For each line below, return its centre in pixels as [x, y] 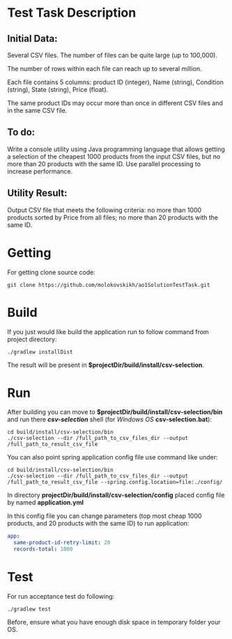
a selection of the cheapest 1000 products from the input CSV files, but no [114, 156]
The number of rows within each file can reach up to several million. [105, 69]
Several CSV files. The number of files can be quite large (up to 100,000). [113, 55]
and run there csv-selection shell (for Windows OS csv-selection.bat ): [110, 420]
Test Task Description [72, 13]
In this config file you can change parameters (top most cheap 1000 [105, 516]
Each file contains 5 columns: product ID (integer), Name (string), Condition [116, 82]
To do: [21, 133]
